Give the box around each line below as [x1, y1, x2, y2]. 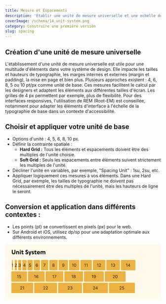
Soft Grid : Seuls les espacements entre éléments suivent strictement [19, 156, 161, 163]
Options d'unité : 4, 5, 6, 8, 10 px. [12, 136, 80, 142]
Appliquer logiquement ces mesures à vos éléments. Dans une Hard [12, 172, 151, 178]
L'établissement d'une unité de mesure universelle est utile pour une [5, 61, 144, 67]
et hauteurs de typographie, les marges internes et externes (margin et [5, 71, 150, 77]
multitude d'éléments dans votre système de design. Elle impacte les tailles [5, 66, 158, 72]
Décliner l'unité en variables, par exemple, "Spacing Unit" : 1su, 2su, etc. [12, 167, 160, 173]
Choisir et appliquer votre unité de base [5, 123, 129, 131]
